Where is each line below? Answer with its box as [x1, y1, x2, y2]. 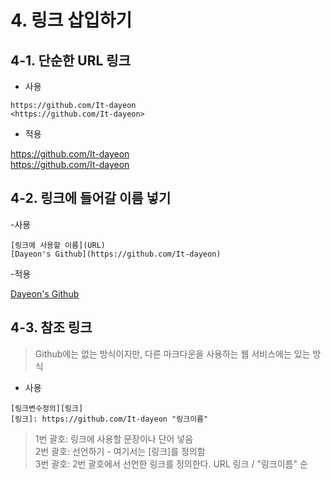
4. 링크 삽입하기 [10, 9, 133, 32]
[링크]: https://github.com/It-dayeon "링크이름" [10, 414, 209, 424]
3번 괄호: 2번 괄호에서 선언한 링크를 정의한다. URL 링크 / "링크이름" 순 [34, 457, 308, 470]
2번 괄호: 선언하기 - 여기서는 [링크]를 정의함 [34, 445, 206, 457]
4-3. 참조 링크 [10, 319, 93, 336]
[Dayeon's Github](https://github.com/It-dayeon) [10, 249, 222, 259]
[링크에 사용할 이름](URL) [10, 240, 106, 250]
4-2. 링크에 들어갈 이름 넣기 [10, 190, 172, 207]
